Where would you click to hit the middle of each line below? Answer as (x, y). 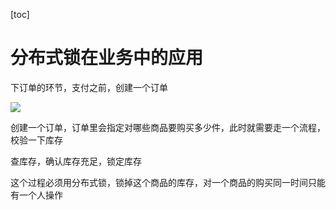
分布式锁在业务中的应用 (107, 58)
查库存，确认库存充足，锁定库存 (76, 161)
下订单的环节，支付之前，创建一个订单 (89, 87)
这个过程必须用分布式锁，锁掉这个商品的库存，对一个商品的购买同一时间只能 (168, 182)
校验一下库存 (36, 140)
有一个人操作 (36, 195)
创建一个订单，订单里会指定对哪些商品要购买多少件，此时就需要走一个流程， (168, 127)
